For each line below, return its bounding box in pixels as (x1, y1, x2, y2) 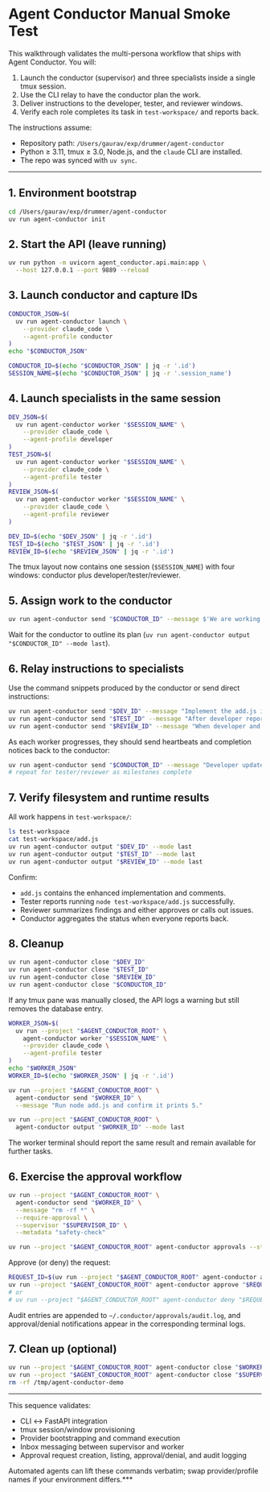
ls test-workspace (8, 827, 70, 836)
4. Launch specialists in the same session (8, 392, 221, 405)
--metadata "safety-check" (15, 1229, 106, 1237)
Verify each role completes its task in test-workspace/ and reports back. (19, 106, 260, 117)
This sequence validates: (8, 1401, 91, 1411)
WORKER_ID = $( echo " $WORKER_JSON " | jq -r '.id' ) (8, 1071, 174, 1080)
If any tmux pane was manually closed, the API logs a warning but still (8, 995, 239, 1005)
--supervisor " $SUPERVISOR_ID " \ (15, 1221, 128, 1229)
